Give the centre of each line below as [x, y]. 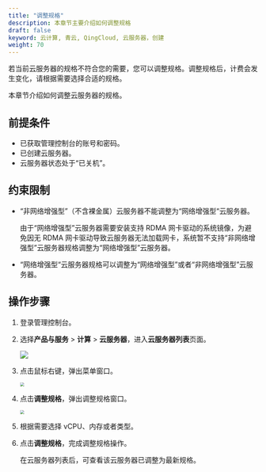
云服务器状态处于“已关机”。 [65, 162]
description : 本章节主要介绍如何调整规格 [70, 23]
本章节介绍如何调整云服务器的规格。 [67, 95]
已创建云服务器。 [47, 153]
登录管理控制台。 [47, 322]
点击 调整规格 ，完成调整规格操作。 [75, 443]
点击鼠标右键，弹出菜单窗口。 [68, 371]
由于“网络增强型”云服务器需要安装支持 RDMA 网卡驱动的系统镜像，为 [132, 227]
